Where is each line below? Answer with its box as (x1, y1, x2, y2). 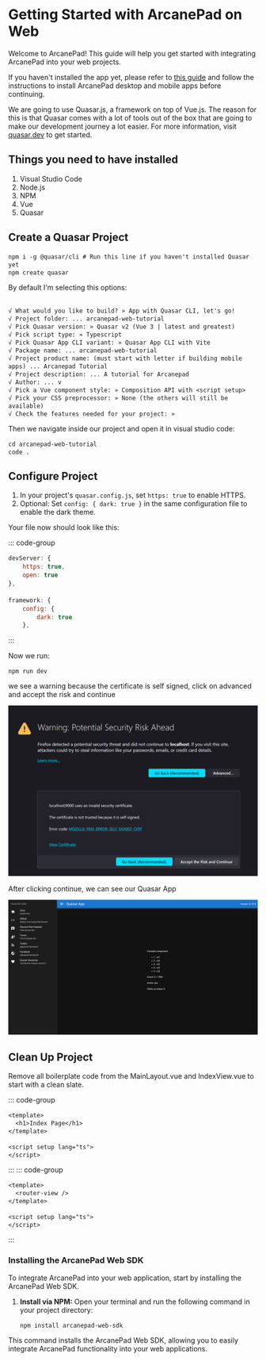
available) (8, 402, 44, 410)
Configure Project (8, 470, 98, 483)
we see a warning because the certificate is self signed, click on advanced (8, 681, 252, 691)
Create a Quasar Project (8, 231, 129, 244)
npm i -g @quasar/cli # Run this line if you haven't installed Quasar (8, 252, 249, 261)
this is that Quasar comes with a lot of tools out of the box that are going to (8, 113, 253, 122)
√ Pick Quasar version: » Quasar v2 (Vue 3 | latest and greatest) (8, 323, 236, 331)
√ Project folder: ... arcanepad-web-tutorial (8, 315, 165, 323)
